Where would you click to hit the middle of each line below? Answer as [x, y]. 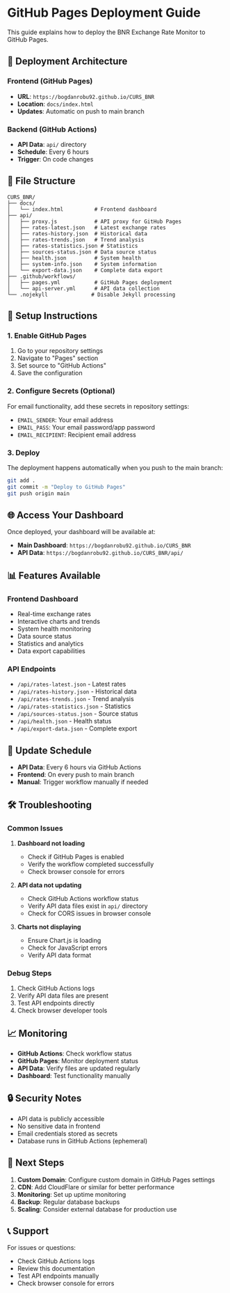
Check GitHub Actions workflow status [83, 898]
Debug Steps [30, 973]
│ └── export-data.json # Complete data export [85, 270]
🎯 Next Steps [36, 1163]
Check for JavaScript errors [67, 948]
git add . [22, 481]
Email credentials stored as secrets [67, 1134]
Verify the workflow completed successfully [91, 864]
